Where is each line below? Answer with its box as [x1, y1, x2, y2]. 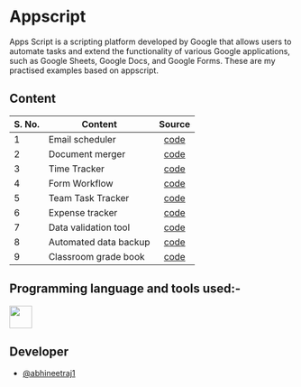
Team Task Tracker [48, 191, 130, 204]
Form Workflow [48, 177, 114, 189]
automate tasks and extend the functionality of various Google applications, [9, 45, 291, 56]
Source [159, 117, 191, 130]
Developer [9, 344, 69, 359]
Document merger [48, 147, 126, 160]
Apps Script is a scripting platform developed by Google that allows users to [9, 36, 292, 47]
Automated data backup [48, 235, 150, 248]
